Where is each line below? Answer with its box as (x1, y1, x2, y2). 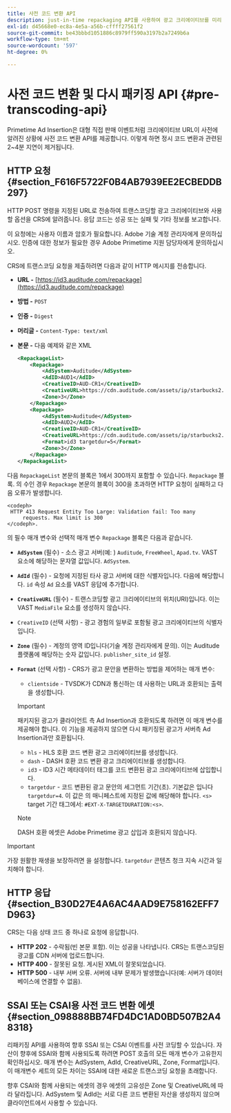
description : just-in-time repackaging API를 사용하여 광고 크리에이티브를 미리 (7, 17, 222, 24)
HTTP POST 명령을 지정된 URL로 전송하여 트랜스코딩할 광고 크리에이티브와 (7, 206, 210, 214)
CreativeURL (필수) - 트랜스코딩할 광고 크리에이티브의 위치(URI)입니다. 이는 (17, 595, 221, 603)
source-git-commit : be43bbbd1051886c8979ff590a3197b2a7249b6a (7, 29, 190, 37)
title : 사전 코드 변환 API (7, 10, 76, 17)
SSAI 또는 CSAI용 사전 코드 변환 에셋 (7, 1000, 155, 1011)
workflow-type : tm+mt (7, 36, 70, 43)
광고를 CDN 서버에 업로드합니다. (17, 951, 105, 960)
